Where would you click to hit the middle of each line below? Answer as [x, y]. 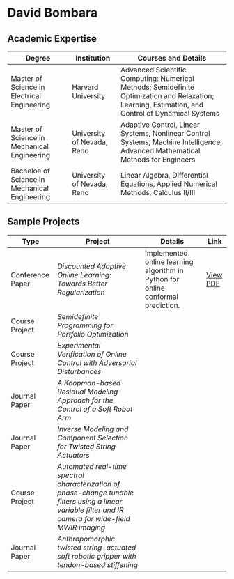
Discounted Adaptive [92, 266]
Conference [30, 275]
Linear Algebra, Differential [164, 175]
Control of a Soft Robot [95, 409]
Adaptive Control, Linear [160, 125]
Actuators [73, 455]
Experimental [79, 345]
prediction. [163, 305]
